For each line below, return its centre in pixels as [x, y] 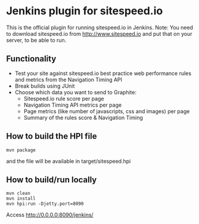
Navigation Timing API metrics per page [73, 105]
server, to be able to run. [36, 40]
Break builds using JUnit [45, 86]
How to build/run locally [52, 180]
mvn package [21, 150]
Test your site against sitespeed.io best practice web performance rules [103, 73]
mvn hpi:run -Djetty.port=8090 [45, 204]
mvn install [21, 199]
